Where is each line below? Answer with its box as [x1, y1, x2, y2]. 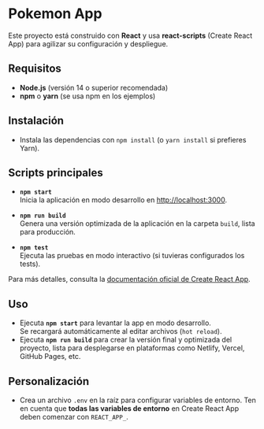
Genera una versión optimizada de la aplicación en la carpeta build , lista [19, 219, 255, 228]
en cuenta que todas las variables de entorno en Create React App [19, 404, 240, 413]
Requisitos [8, 62, 61, 76]
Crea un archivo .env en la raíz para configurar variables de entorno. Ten [19, 395, 256, 405]
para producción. [19, 227, 76, 237]
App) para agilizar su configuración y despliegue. [8, 39, 169, 48]
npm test [19, 244, 49, 252]
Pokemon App [8, 5, 102, 23]
